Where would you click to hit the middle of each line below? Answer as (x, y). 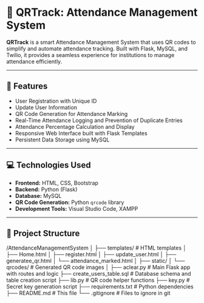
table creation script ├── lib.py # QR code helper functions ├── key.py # (98, 280)
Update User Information (46, 107)
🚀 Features (27, 87)
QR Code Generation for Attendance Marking (71, 114)
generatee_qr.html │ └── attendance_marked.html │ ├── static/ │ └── (96, 261)
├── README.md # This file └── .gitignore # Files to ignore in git (88, 293)
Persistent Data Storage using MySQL (62, 140)
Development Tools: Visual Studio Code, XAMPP (76, 208)
